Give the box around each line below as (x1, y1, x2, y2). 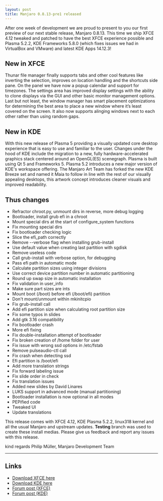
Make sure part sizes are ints (12, 285, 70, 291)
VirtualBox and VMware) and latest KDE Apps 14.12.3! (5, 46, 112, 51)
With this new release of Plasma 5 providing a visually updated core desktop (5, 141, 158, 146)
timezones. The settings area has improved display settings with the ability (5, 88, 154, 94)
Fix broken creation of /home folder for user (12, 337, 100, 343)
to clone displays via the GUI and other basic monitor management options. (5, 93, 156, 99)
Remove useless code (12, 250, 57, 255)
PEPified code (12, 399, 40, 405)
